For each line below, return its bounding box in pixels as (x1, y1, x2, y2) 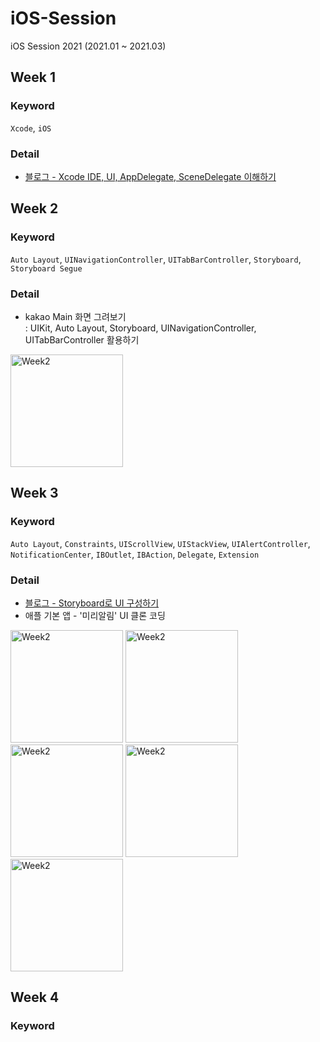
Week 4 (10, 989, 60, 1006)
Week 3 (10, 485, 59, 502)
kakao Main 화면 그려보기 (24, 310, 127, 322)
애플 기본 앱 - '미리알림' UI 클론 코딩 (24, 609, 166, 621)
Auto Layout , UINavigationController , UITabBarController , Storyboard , (10, 253, 302, 265)
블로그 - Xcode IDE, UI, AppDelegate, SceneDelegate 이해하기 (24, 170, 277, 182)
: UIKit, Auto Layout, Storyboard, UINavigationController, (24, 322, 257, 334)
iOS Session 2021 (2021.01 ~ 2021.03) (10, 40, 167, 52)
